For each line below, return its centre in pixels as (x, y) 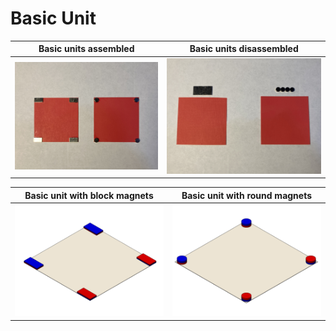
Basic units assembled (86, 49)
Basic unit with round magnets (247, 195)
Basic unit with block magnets (89, 195)
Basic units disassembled (244, 49)
